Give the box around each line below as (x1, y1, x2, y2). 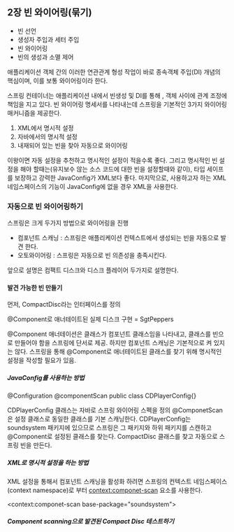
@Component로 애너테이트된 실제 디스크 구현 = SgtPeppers (7, 315, 175, 323)
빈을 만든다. (20, 441, 52, 449)
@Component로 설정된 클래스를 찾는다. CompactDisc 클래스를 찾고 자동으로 (7, 433, 218, 441)
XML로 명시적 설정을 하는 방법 (7, 458, 89, 467)
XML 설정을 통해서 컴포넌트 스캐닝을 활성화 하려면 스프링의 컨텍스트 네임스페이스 (7, 477, 228, 486)
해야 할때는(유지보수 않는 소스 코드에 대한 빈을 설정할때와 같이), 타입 (20, 164, 205, 173)
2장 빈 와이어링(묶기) (7, 6, 92, 19)
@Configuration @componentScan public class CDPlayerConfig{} (7, 391, 197, 400)
